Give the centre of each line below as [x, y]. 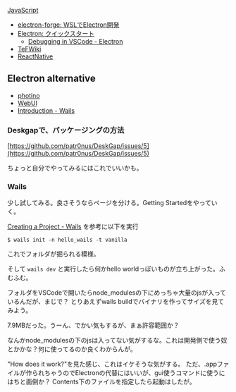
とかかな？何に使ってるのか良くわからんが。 [72, 349]
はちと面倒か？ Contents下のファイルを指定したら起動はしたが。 [101, 382]
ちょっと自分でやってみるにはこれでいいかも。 [75, 168]
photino [29, 95]
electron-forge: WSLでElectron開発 [68, 25]
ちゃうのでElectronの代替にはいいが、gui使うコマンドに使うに [135, 373]
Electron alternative [52, 79]
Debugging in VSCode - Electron [75, 41]
